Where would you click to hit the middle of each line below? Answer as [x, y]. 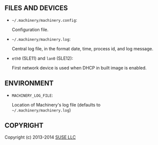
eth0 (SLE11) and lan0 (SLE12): [42, 58]
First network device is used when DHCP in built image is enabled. [79, 68]
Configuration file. [30, 30]
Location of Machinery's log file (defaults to [56, 105]
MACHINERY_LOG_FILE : [32, 95]
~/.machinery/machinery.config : [44, 20]
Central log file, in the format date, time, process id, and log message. [82, 48]
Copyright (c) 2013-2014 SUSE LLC [40, 137]
